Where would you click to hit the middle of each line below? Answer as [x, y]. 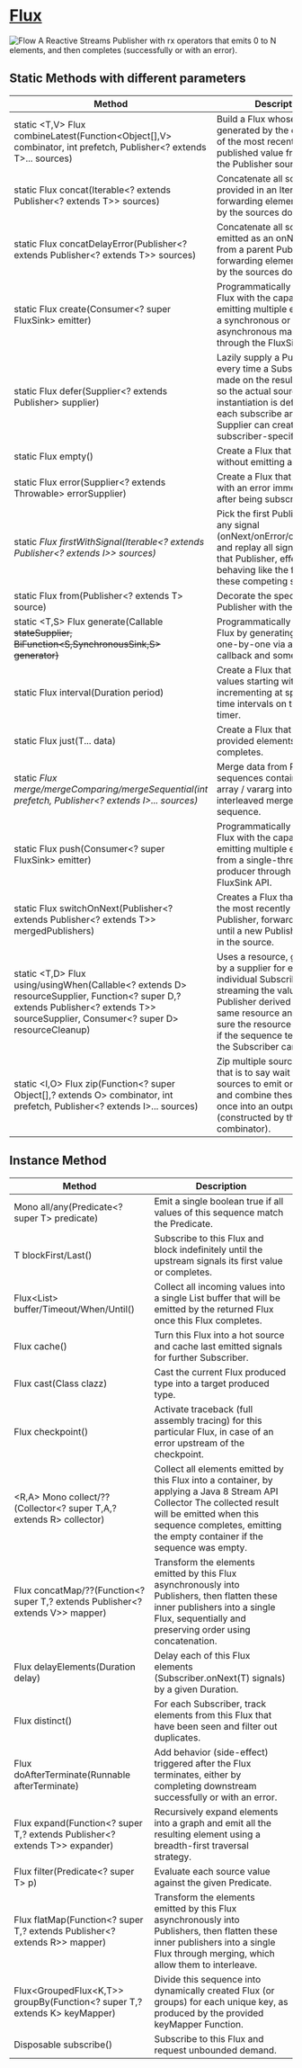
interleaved [240, 800]
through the [241, 343]
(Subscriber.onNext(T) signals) [220, 1678]
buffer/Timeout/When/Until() [74, 1309]
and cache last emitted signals [218, 1346]
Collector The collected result [217, 1502]
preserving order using [202, 1629]
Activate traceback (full [204, 1409]
